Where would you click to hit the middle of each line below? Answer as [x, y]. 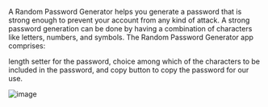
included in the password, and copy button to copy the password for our [129, 70]
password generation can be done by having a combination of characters [130, 29]
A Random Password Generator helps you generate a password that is [125, 12]
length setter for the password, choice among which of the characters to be [134, 61]
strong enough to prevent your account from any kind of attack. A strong [129, 20]
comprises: [27, 46]
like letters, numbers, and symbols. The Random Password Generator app [131, 37]
